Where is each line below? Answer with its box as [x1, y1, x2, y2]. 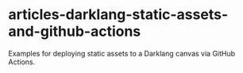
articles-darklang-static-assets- [8, 6, 229, 24]
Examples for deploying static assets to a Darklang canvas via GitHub [8, 48, 236, 58]
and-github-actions [8, 22, 141, 40]
